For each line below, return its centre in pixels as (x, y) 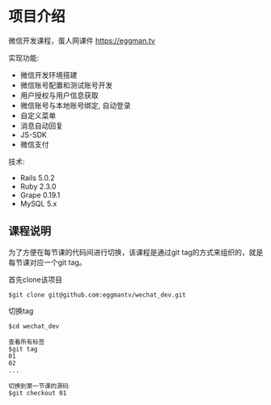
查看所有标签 (27, 342)
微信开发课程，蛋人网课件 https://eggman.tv (82, 40)
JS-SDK (33, 134)
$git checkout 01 (38, 393)
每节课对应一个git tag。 (47, 262)
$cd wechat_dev (34, 326)
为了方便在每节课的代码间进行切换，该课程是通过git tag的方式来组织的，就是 (136, 252)
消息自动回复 (41, 126)
